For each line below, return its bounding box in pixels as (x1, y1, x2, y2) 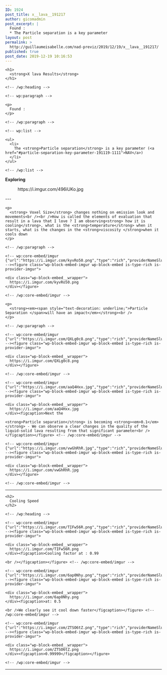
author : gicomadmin (5, 16, 46, 21)
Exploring (5, 177, 26, 183)
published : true (5, 49, 39, 54)
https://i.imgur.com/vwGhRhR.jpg (9, 468, 79, 473)
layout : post (5, 35, 32, 40)
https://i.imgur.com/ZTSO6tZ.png (9, 647, 79, 652)
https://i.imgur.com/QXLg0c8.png (9, 358, 79, 363)
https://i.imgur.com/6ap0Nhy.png (9, 595, 79, 600)
